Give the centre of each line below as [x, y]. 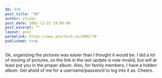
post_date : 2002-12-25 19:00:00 [38, 23]
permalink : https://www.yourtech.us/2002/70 [51, 37]
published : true [21, 41]
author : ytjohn [20, 18]
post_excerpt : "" [23, 28]
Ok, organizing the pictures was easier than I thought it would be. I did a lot [80, 55]
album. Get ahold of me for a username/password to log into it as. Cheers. [79, 70]
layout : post [18, 32]
